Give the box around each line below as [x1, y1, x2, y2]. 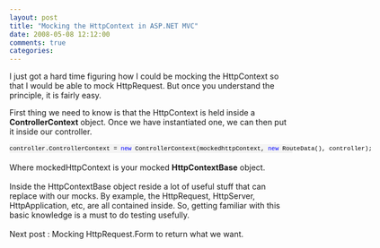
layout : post [9, 13, 58, 22]
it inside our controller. [9, 126, 93, 137]
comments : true [9, 38, 66, 47]
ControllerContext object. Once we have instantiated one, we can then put [9, 117, 287, 128]
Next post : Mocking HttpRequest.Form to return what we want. [9, 229, 244, 240]
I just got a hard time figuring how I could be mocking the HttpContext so [9, 71, 279, 81]
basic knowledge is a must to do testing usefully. [9, 210, 190, 220]
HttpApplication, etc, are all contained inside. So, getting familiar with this [9, 201, 280, 211]
